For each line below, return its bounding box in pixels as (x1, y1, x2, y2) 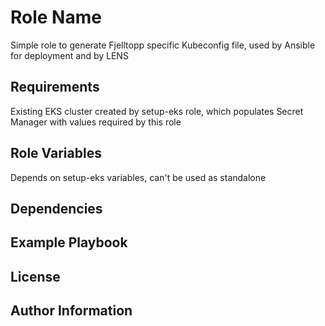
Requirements (10, 79, 100, 96)
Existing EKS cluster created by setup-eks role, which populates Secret (10, 105, 304, 117)
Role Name (10, 6, 102, 29)
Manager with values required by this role (10, 116, 182, 128)
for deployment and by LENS (10, 49, 129, 61)
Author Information (10, 302, 133, 320)
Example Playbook (10, 234, 128, 251)
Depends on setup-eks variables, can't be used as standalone (10, 171, 267, 183)
